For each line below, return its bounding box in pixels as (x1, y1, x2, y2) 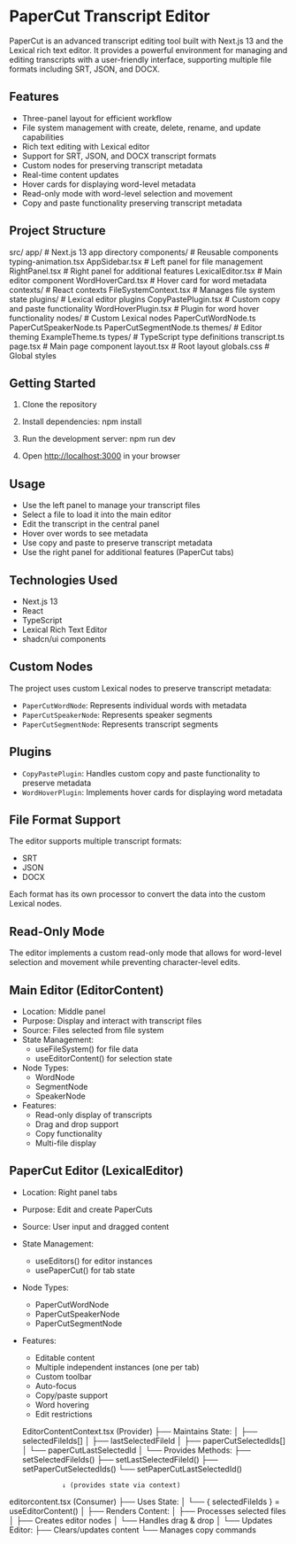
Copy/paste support (34, 1390, 109, 1401)
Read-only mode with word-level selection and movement (21, 188, 233, 198)
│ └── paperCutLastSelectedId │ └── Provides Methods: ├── (21, 1445, 252, 1455)
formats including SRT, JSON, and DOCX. (9, 64, 161, 74)
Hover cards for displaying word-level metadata (21, 179, 196, 189)
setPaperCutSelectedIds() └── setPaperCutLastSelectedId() (21, 1463, 243, 1474)
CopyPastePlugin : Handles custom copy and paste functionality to (21, 768, 261, 778)
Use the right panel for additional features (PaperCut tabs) (21, 547, 234, 558)
